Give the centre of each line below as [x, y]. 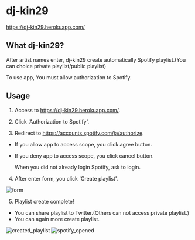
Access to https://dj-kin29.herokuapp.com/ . [67, 110]
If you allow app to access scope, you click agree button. [83, 144]
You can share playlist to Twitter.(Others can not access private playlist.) [102, 212]
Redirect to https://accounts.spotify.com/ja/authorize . [79, 133]
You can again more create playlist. [57, 219]
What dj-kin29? [35, 46]
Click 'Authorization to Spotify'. [52, 121]
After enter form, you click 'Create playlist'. [66, 178]
